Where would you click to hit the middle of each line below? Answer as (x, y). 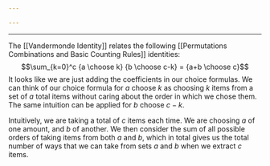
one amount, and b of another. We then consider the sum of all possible (127, 128)
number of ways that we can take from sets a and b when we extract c (125, 146)
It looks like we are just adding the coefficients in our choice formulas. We (131, 79)
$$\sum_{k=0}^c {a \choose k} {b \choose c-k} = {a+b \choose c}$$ (135, 67)
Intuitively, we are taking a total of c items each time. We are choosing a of (132, 120)
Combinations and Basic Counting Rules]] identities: (94, 54)
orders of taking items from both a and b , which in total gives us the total (129, 137)
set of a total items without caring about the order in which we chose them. (133, 96)
